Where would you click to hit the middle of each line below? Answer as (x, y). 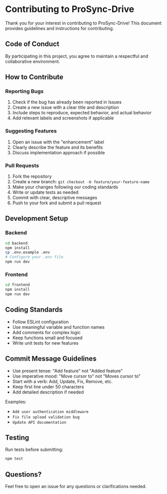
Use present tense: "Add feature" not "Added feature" (68, 371)
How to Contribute (34, 77)
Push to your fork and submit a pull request (57, 203)
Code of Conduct (32, 44)
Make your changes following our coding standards (65, 187)
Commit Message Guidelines (51, 359)
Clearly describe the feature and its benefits (58, 147)
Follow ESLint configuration (40, 322)
